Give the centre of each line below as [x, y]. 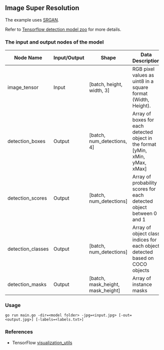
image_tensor [23, 88]
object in [142, 138]
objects [141, 270]
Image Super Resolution [42, 8]
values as [143, 75]
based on [143, 258]
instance [142, 284]
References [19, 332]
